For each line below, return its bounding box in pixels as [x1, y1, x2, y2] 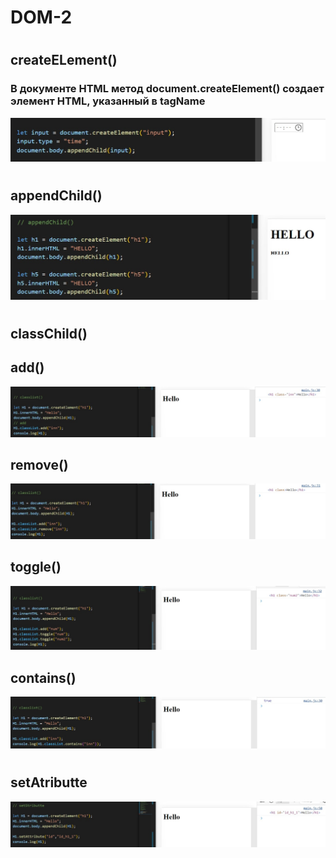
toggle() [10, 559, 62, 576]
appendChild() [10, 187, 103, 205]
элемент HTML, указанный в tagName [10, 94, 206, 108]
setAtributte [10, 774, 88, 791]
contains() [10, 669, 77, 686]
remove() [10, 457, 69, 473]
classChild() [10, 326, 88, 343]
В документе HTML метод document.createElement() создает [10, 82, 325, 96]
